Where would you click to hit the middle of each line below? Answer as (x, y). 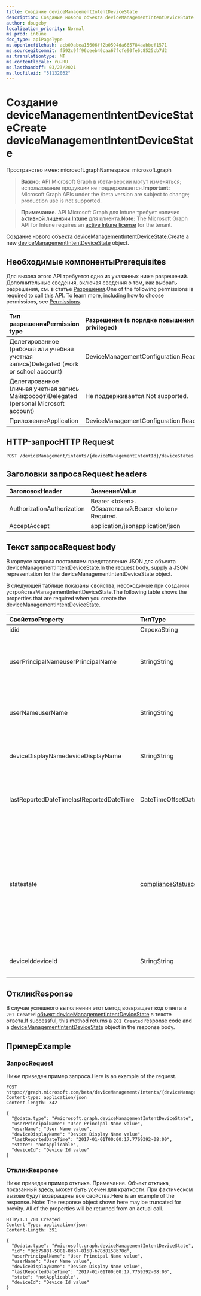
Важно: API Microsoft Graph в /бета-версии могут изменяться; (101, 182)
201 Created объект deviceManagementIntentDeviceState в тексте (89, 1015)
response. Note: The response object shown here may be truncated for (94, 1202)
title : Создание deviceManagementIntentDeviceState (72, 12)
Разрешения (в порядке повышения (140, 320)
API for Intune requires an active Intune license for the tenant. (97, 225)
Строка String (159, 630)
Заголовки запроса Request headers (77, 474)
